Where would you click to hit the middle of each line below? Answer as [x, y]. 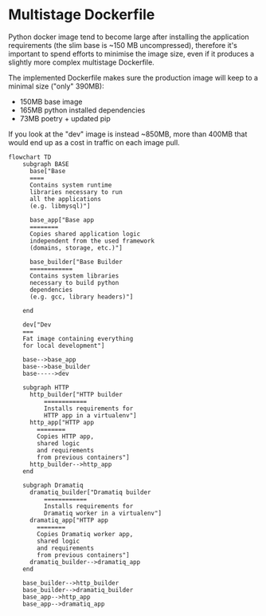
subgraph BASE [46, 164]
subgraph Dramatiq [53, 485]
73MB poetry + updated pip [65, 118]
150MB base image [51, 101]
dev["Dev [37, 325]
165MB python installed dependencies [82, 110]
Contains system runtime [70, 185]
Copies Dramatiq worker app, [85, 534]
